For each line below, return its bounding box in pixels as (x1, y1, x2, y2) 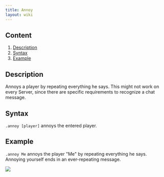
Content (5, 31, 32, 40)
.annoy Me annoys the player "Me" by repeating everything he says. (5, 151, 147, 157)
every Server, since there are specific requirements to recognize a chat (5, 89, 155, 95)
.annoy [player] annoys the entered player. (5, 123, 97, 129)
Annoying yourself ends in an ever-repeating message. (5, 156, 121, 162)
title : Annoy (5, 7, 33, 13)
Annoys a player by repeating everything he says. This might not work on (5, 83, 159, 90)
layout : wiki (5, 12, 33, 17)
